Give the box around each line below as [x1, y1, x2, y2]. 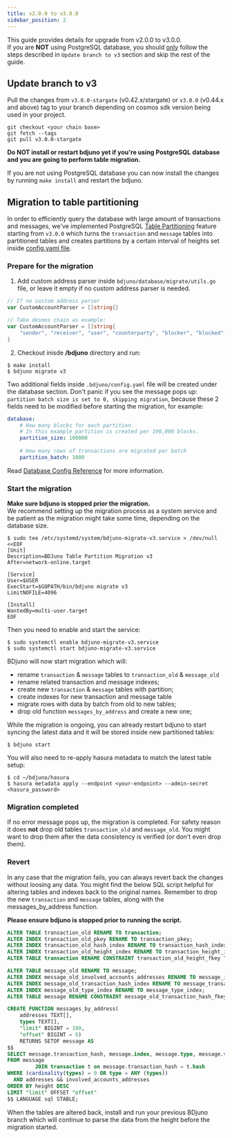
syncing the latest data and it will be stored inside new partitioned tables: [7, 728, 215, 736]
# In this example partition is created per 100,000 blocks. [19, 428, 199, 436]
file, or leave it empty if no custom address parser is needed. [17, 284, 191, 292]
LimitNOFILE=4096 [7, 589, 57, 597]
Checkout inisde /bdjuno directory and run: [17, 348, 141, 357]
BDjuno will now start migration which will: [7, 657, 128, 666]
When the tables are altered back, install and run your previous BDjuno [7, 1108, 209, 1117]
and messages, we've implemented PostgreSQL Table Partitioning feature [7, 222, 217, 230]
